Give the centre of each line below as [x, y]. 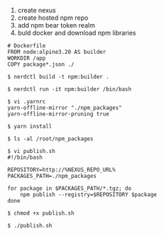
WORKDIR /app [27, 58]
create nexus [37, 10]
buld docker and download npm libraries [77, 33]
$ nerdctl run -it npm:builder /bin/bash [70, 89]
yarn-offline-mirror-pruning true [59, 114]
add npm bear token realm [56, 25]
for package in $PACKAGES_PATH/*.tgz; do [70, 189]
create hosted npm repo [53, 18]
